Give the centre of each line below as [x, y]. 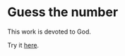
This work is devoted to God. [49, 31]
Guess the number [63, 12]
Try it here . [23, 45]
